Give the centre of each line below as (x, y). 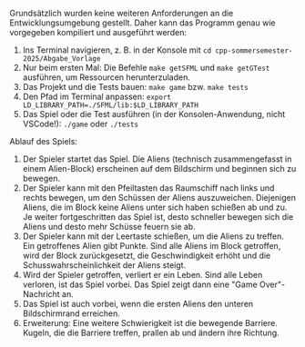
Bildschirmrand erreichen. (71, 313)
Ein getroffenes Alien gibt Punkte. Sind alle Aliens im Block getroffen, (152, 246)
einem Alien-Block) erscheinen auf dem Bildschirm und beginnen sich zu (159, 169)
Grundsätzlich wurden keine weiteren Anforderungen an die (122, 13)
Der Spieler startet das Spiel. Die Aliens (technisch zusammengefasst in (157, 159)
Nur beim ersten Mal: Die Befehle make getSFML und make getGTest (146, 68)
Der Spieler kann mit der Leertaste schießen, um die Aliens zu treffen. (153, 236)
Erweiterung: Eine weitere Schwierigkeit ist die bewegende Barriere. (150, 323)
